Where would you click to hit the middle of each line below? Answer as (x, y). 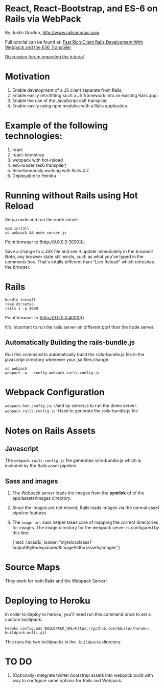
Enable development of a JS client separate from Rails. (67, 90)
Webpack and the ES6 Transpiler (38, 47)
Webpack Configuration (55, 392)
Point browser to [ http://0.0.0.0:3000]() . (45, 242)
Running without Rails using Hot (71, 195)
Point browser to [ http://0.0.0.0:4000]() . (45, 317)
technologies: (34, 136)
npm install (17, 229)
